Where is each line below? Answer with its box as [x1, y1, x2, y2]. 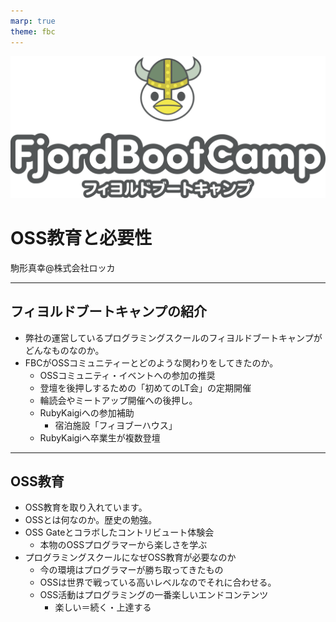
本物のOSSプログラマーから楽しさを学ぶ [39, 539, 208, 551]
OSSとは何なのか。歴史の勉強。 [24, 514, 158, 526]
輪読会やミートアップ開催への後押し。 [39, 394, 198, 406]
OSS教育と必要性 [10, 227, 153, 250]
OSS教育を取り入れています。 [24, 501, 148, 514]
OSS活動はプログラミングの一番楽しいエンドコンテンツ [39, 589, 269, 601]
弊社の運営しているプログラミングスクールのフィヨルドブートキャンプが [24, 331, 323, 344]
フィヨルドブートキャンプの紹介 [10, 303, 207, 320]
